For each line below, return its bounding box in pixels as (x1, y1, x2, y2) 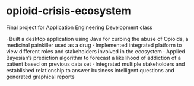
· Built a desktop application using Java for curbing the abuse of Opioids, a (6, 35, 189, 42)
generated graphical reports (6, 73, 75, 80)
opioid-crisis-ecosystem (6, 4, 132, 18)
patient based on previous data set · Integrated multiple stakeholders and (6, 60, 185, 68)
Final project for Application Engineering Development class (6, 24, 152, 31)
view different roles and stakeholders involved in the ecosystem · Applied (6, 47, 185, 55)
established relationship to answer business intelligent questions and (6, 66, 175, 74)
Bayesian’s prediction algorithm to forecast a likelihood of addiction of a (6, 54, 181, 61)
